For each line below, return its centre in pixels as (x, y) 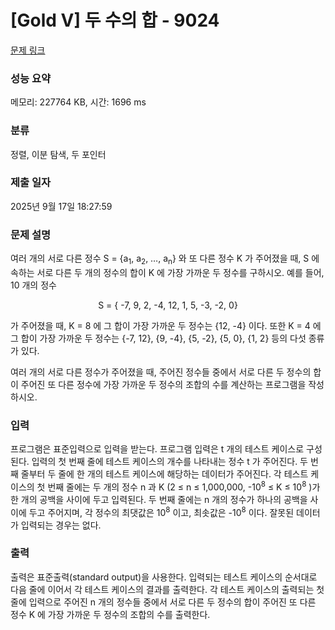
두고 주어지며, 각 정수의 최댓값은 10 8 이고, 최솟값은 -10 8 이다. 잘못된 (161, 511)
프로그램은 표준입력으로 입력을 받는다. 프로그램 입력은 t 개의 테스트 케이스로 (157, 449)
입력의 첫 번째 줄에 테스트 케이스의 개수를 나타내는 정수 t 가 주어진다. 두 (169, 462)
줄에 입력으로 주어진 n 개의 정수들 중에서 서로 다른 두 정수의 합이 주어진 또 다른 (163, 602)
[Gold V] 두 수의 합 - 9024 (115, 20)
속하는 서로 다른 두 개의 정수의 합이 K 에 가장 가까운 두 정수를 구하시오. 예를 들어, (167, 272)
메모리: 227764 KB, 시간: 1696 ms (78, 102)
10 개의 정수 (33, 285)
